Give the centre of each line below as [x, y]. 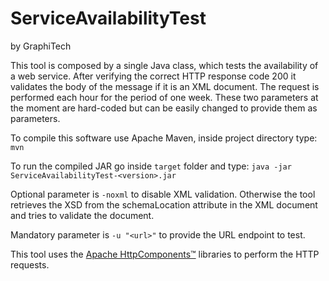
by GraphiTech [41, 46]
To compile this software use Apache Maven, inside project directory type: [164, 138]
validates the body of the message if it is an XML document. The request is [165, 86]
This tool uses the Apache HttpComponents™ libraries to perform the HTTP [165, 254]
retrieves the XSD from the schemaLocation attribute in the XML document [164, 204]
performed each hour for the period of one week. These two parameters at [164, 97]
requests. [30, 264]
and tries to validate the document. [82, 215]
